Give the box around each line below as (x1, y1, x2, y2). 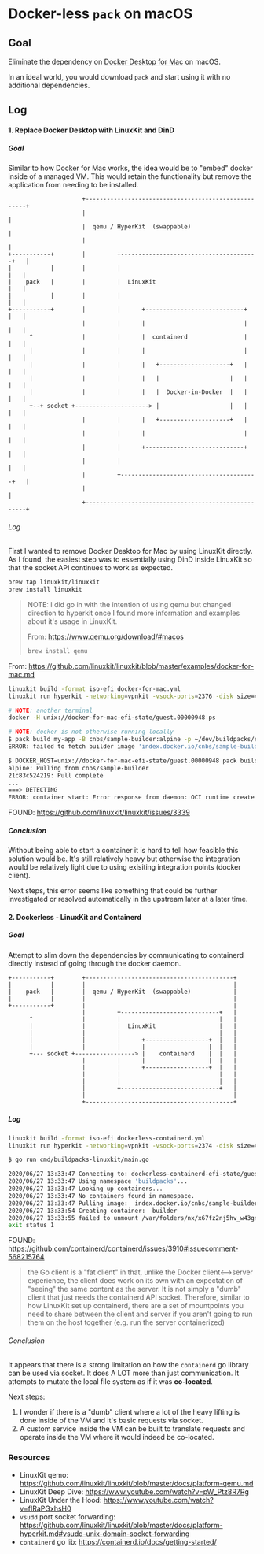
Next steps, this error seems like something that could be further (8, 886, 218, 896)
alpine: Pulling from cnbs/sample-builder (8, 764, 149, 772)
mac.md (8, 669, 35, 679)
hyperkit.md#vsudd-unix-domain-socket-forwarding (19, 1529, 190, 1538)
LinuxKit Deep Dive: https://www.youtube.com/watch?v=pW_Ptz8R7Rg (19, 1486, 250, 1497)
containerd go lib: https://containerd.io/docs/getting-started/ (19, 1537, 218, 1546)
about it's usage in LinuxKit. (27, 616, 118, 626)
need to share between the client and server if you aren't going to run (27, 1309, 253, 1319)
